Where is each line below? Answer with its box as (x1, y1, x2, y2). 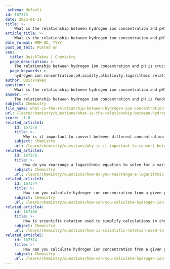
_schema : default (5, 7, 42, 13)
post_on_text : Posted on (5, 45, 58, 50)
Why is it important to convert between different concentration (23, 134, 164, 139)
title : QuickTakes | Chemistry (10, 54, 76, 60)
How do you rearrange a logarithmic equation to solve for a (23, 162, 155, 167)
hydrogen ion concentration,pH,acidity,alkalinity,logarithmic (14, 73, 151, 78)
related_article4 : (5, 204, 44, 209)
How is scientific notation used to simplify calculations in (23, 219, 157, 224)
